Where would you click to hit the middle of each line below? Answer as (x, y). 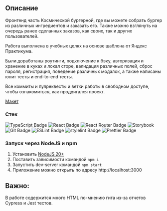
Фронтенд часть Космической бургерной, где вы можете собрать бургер (84, 20)
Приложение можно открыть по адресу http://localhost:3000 (77, 170)
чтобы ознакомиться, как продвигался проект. (55, 91)
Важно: (17, 186)
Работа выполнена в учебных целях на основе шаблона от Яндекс (76, 46)
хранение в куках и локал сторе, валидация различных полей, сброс (79, 66)
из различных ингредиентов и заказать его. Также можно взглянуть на (81, 25)
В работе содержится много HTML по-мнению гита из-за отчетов (76, 198)
